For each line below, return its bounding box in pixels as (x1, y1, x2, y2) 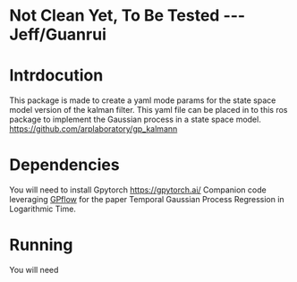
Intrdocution (9, 65, 104, 86)
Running (9, 235, 73, 255)
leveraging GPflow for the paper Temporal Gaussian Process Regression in (9, 194, 284, 205)
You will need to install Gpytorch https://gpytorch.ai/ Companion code (9, 184, 267, 195)
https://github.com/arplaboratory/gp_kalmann (9, 124, 178, 134)
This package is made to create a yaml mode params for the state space (9, 95, 276, 106)
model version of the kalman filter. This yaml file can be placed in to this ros (9, 105, 288, 115)
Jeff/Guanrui (9, 24, 107, 45)
